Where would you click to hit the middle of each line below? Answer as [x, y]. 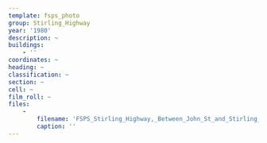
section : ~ [26, 82]
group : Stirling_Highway [49, 23]
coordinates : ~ [33, 60]
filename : [53, 119]
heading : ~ [26, 68]
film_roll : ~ [30, 97]
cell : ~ [21, 89]
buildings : [26, 45]
